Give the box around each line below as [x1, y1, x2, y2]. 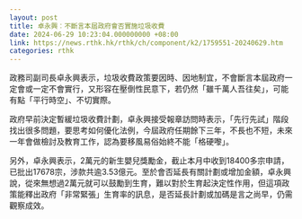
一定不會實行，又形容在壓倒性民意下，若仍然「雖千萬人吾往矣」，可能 [32, 83, 289, 94]
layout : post [9, 13, 58, 22]
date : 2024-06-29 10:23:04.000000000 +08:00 [9, 30, 179, 39]
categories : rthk [9, 47, 75, 56]
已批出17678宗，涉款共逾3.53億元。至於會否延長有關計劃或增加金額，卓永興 [9, 167, 292, 178]
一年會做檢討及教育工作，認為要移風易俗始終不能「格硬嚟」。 [9, 136, 234, 147]
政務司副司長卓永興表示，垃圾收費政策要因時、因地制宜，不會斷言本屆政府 [9, 73, 285, 83]
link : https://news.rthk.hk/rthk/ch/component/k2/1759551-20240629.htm [9, 38, 283, 48]
